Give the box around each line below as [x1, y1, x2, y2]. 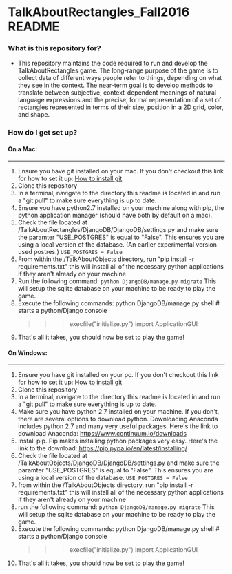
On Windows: [8, 349, 48, 357]
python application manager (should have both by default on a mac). [17, 211, 213, 219]
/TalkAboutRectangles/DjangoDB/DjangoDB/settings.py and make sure [17, 225, 219, 233]
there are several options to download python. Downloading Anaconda [17, 414, 219, 423]
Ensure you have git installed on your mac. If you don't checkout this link [17, 166, 224, 175]
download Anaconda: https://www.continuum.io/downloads [17, 429, 187, 437]
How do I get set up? [8, 128, 78, 137]
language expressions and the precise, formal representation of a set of [17, 96, 222, 104]
